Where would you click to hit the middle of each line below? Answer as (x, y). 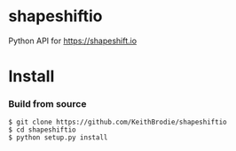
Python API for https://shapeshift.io (73, 41)
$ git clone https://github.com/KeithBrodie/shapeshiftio (118, 122)
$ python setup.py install (58, 138)
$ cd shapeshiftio (42, 130)
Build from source (47, 104)
